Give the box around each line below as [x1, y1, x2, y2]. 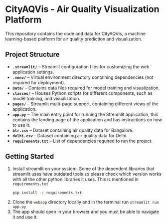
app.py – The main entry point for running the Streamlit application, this [12, 111, 159, 117]
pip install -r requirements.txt [12, 190, 82, 195]
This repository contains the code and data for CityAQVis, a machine [5, 30, 146, 36]
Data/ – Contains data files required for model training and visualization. [12, 85, 160, 91]
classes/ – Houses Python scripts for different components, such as [12, 90, 153, 96]
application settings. [12, 69, 54, 75]
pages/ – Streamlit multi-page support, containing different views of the [12, 101, 159, 107]
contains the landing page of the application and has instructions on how [12, 116, 163, 123]
